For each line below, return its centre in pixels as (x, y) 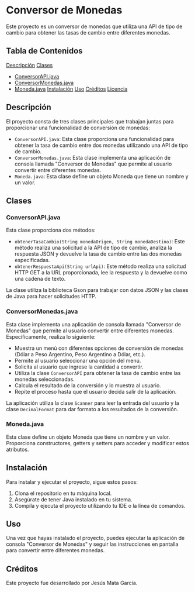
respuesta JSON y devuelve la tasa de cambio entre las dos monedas (98, 254)
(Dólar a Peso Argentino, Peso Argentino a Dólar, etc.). (80, 354)
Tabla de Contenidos (44, 51)
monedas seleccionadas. (44, 379)
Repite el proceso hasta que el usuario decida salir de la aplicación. (95, 391)
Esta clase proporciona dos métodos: (51, 230)
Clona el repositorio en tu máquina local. (63, 493)
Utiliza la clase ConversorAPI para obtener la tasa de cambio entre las (97, 373)
